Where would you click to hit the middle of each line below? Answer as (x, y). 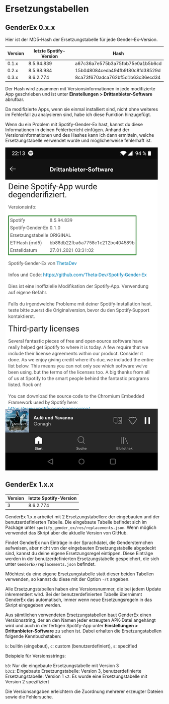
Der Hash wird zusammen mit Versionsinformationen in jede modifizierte (80, 88)
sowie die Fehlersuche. (29, 696)
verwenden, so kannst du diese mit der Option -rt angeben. (67, 579)
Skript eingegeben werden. (33, 605)
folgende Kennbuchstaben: (33, 636)
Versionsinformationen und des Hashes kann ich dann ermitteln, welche (80, 135)
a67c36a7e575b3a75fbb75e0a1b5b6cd (118, 63)
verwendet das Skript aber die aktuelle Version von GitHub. (67, 532)
